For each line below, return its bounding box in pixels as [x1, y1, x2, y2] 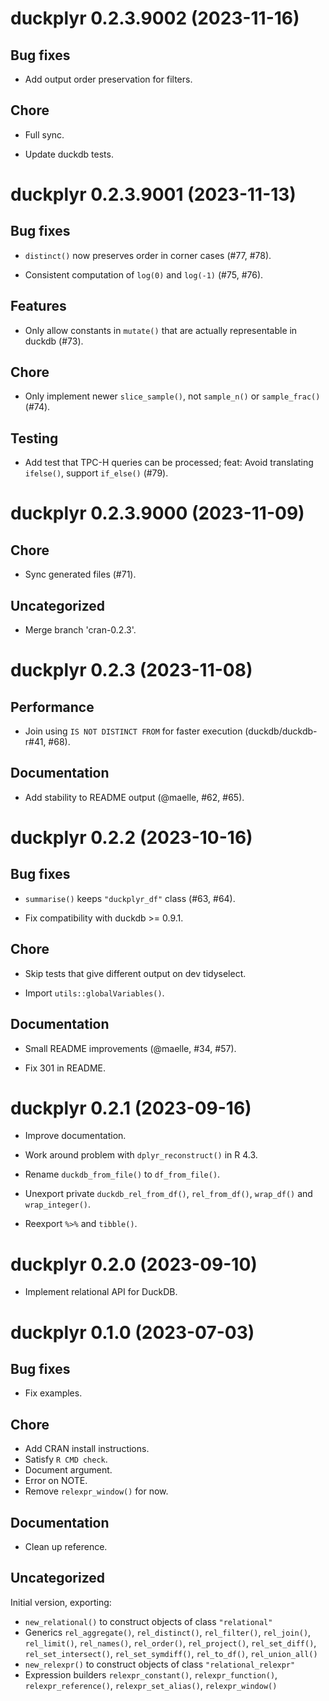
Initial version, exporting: [10, 1596, 112, 1608]
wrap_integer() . [24, 1198, 92, 1211]
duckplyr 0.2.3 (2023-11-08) [10, 659, 253, 682]
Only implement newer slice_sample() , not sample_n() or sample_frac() [24, 390, 321, 402]
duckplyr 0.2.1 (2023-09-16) [10, 1097, 252, 1119]
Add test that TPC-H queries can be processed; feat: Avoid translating [24, 457, 314, 469]
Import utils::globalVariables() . [24, 987, 165, 999]
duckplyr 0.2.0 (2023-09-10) [10, 1253, 258, 1276]
